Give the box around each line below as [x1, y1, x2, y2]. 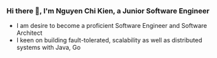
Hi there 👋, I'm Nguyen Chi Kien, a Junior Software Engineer [6, 6, 210, 16]
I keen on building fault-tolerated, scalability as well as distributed [16, 36, 203, 44]
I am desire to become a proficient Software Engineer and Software [16, 22, 207, 30]
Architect [16, 29, 43, 37]
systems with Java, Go [16, 44, 81, 52]
